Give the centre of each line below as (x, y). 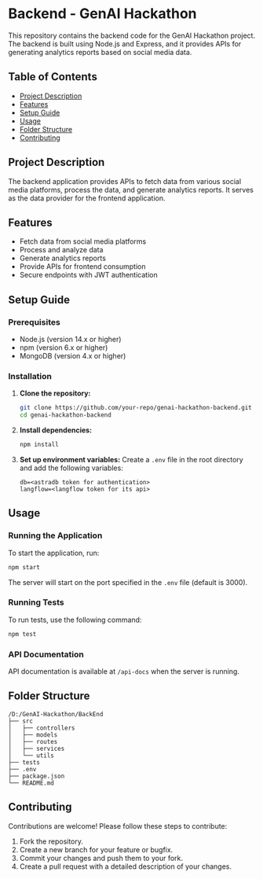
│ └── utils (31, 756)
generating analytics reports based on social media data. (100, 52)
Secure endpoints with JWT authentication (89, 275)
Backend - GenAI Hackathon (103, 14)
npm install (39, 445)
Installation (30, 376)
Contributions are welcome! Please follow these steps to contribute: (118, 826)
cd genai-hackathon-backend (65, 415)
